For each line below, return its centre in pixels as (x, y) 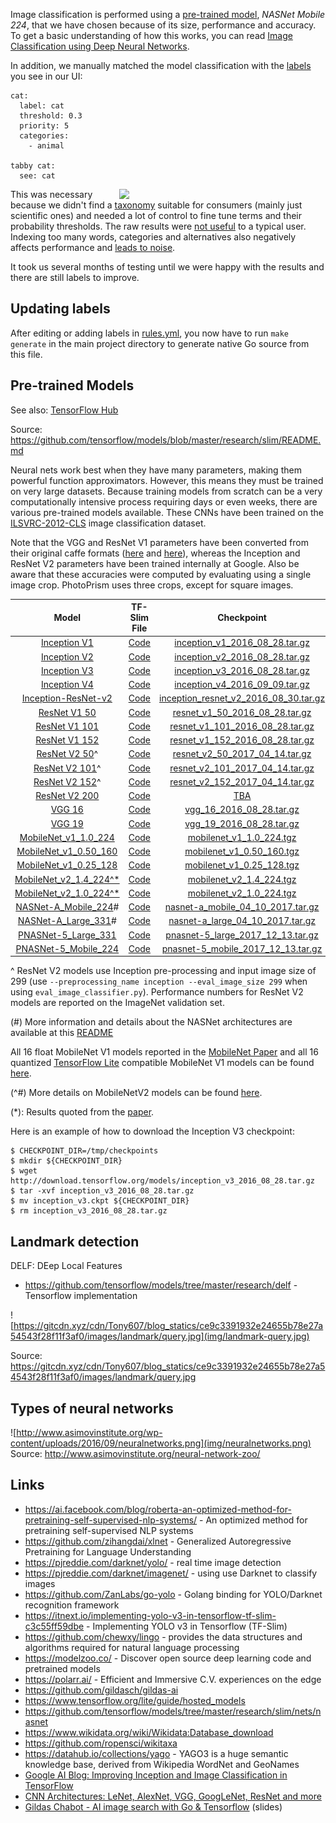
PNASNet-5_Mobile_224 (67, 948)
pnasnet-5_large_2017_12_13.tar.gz (242, 935)
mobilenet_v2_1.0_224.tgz (242, 893)
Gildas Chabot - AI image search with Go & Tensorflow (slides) (153, 1806)
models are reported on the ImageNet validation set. (117, 1003)
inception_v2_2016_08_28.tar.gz (242, 656)
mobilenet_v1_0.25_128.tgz (242, 865)
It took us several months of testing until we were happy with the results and (167, 267)
